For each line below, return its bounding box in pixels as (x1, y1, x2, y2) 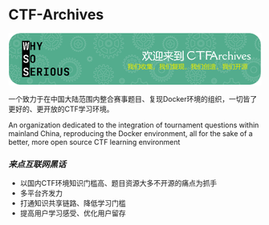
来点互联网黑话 (8, 159, 67, 170)
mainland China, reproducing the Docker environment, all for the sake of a (8, 128, 253, 138)
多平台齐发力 (19, 188, 63, 198)
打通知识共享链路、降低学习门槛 (19, 199, 126, 208)
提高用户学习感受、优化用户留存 (19, 208, 126, 218)
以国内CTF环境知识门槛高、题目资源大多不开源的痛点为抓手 (19, 179, 218, 188)
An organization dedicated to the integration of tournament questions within (8, 120, 259, 130)
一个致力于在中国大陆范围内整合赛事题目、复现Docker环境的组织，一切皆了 (8, 94, 258, 103)
